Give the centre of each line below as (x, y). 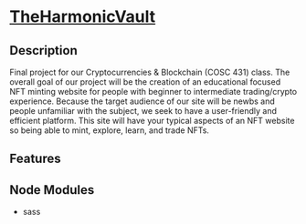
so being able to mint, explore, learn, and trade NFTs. (110, 130)
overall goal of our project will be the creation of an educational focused (145, 82)
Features (35, 159)
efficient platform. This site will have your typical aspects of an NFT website (152, 121)
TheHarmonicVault (83, 17)
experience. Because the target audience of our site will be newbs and (142, 101)
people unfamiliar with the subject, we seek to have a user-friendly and (143, 111)
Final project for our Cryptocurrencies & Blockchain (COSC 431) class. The (150, 72)
